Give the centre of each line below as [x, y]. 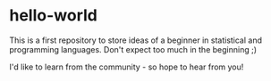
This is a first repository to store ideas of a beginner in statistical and [135, 40]
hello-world [54, 16]
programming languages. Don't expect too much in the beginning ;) [133, 49]
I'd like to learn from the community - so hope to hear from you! [127, 67]
